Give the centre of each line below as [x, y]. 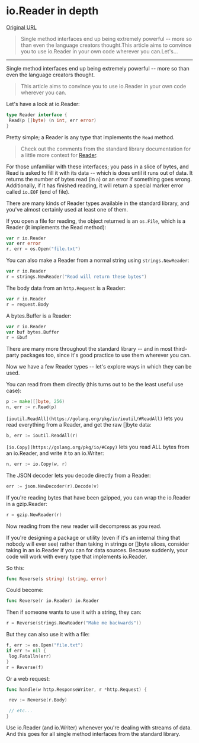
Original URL [22, 27]
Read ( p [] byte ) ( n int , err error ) [52, 120]
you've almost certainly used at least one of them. [67, 209]
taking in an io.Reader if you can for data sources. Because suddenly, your [97, 550]
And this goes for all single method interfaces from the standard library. [93, 734]
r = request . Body [28, 304]
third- [181, 349]
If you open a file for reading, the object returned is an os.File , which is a [96, 221]
